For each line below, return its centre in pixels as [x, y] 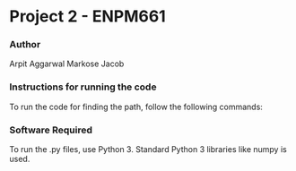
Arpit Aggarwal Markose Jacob [67, 64]
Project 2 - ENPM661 [87, 17]
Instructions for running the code [83, 87]
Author [25, 45]
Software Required [51, 130]
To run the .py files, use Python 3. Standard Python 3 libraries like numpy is [148, 150]
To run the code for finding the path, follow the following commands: [136, 107]
